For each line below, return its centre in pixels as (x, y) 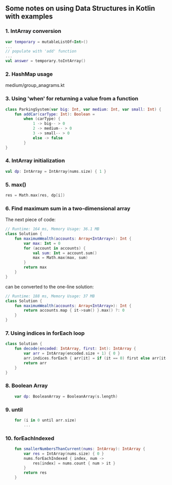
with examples (29, 17)
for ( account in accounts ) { (55, 248)
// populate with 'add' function (41, 51)
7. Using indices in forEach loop (45, 333)
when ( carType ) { (42, 119)
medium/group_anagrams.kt (35, 85)
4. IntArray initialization (35, 160)
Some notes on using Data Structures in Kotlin (80, 8)
